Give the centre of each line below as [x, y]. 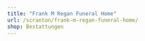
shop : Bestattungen [36, 26]
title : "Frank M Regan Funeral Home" [62, 14]
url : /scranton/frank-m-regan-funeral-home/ [73, 20]
